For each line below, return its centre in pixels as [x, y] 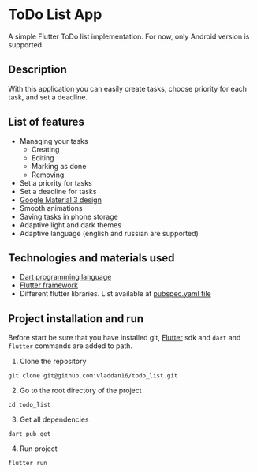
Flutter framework [49, 285]
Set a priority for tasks [56, 182]
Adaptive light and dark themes [71, 225]
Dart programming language [65, 277]
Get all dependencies [54, 419]
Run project [38, 449]
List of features [47, 122]
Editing [43, 158]
